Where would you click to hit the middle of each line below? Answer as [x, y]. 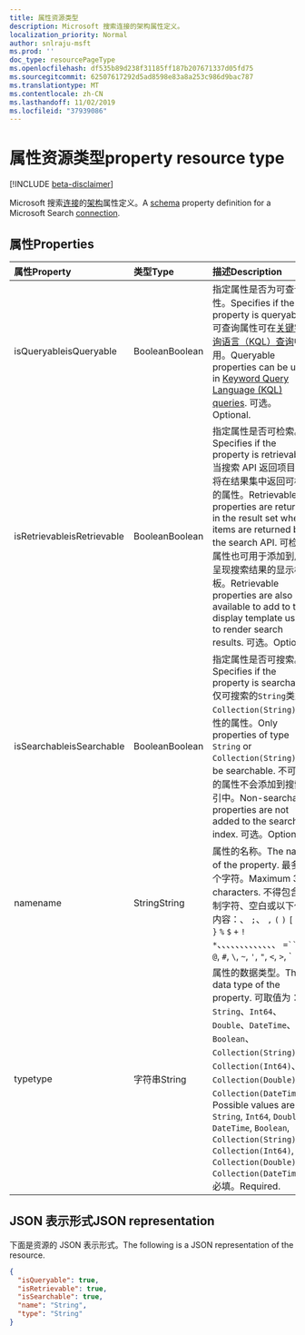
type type [33, 1079]
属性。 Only [254, 723]
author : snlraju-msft [50, 43]
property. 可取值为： [256, 998]
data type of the [246, 984]
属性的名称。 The [248, 851]
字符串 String [160, 1079]
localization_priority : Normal [69, 35]
